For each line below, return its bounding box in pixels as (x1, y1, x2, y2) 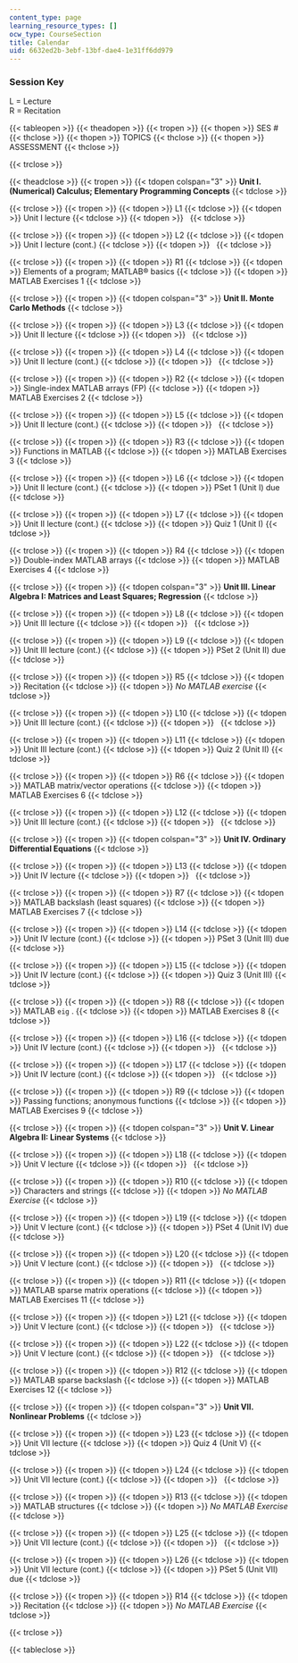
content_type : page (9, 13, 82, 22)
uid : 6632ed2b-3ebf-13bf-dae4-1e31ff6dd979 (9, 46, 174, 55)
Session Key (9, 76, 64, 88)
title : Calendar (9, 38, 70, 47)
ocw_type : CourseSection (9, 29, 102, 38)
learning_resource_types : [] (9, 21, 118, 30)
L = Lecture (9, 96, 52, 107)
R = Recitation (9, 105, 61, 116)
